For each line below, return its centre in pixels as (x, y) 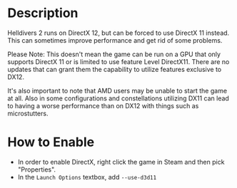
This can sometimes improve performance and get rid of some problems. (115, 40)
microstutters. (28, 113)
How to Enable (51, 142)
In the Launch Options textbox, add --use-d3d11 (87, 177)
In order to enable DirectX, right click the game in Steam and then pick (121, 162)
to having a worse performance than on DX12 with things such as (103, 105)
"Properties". (36, 169)
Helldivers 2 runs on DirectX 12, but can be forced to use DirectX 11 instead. (118, 33)
